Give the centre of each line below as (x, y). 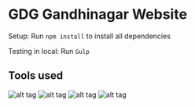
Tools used (36, 76)
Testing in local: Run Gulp (49, 51)
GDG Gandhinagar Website (97, 14)
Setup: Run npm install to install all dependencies (90, 36)
